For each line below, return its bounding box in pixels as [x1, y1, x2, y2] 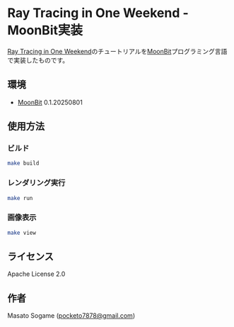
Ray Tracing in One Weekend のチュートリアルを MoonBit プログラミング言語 [7, 47, 228, 55]
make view [7, 229, 37, 236]
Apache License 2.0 [7, 270, 66, 278]
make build [7, 160, 40, 167]
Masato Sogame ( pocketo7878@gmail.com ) [7, 311, 136, 320]
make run [7, 194, 33, 201]
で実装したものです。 [7, 55, 69, 65]
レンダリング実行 [7, 178, 66, 188]
